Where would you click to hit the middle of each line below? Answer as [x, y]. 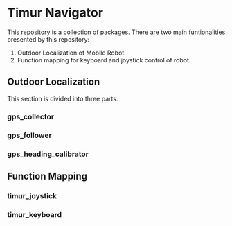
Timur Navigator [55, 13]
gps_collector [31, 116]
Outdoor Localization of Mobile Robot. [71, 53]
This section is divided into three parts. [63, 98]
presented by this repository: [48, 39]
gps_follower [29, 135]
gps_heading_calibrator [48, 154]
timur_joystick [32, 195]
